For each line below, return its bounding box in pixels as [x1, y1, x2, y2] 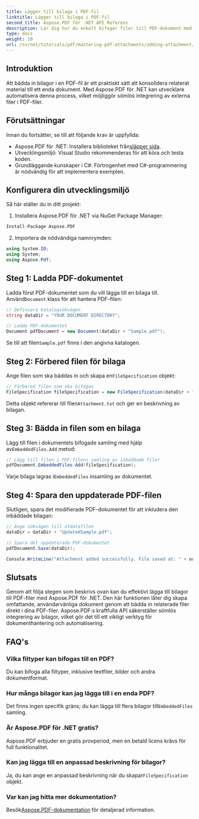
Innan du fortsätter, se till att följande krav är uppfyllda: [6, 131, 140, 138]
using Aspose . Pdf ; [6, 257, 52, 263]
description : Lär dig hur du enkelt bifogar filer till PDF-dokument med [6, 25, 192, 31]
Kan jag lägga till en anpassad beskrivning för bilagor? [6, 758, 166, 766]
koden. [14, 155, 32, 162]
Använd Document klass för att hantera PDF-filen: [6, 295, 123, 302]
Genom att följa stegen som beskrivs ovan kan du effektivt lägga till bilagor [6, 588, 188, 596]
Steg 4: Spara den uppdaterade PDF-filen [6, 490, 162, 500]
